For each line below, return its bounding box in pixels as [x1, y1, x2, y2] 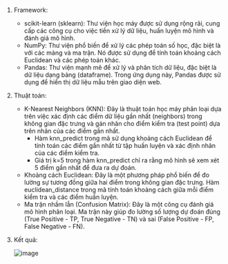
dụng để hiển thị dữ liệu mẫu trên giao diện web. [23, 78, 162, 86]
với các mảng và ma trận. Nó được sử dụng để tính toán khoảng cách [23, 48, 221, 57]
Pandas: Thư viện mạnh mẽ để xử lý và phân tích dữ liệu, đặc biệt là [23, 64, 217, 71]
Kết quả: [13, 236, 38, 244]
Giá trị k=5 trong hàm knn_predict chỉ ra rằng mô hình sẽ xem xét [34, 156, 220, 164]
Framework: [13, 6, 48, 14]
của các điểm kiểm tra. [34, 149, 100, 157]
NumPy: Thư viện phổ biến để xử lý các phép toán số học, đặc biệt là [23, 41, 221, 49]
